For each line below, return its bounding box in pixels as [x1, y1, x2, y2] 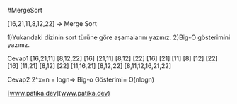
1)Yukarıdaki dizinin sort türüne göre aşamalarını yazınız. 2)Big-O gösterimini [7, 33, 231, 41]
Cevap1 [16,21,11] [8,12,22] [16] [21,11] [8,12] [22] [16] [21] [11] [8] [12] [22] [7, 54, 218, 63]
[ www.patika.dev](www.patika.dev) [7, 89, 111, 97]
